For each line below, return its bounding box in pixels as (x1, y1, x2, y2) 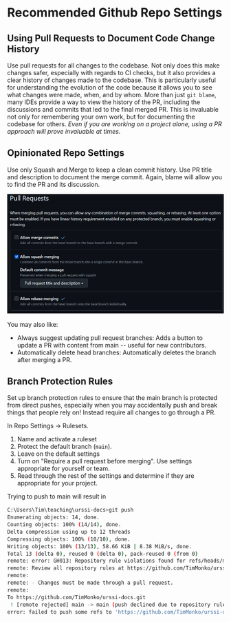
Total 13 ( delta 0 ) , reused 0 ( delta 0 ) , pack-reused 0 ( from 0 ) (7, 550, 199, 557)
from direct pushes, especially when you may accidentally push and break (7, 401, 218, 410)
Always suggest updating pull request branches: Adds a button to (16, 333, 203, 342)
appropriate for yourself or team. (16, 464, 110, 473)
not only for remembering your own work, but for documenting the (7, 112, 196, 121)
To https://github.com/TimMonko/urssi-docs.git (7, 594, 146, 601)
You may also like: (7, 320, 58, 328)
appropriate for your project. (16, 479, 98, 488)
